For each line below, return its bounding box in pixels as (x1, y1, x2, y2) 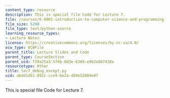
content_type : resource (5, 7, 56, 13)
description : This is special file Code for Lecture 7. (5, 12, 125, 17)
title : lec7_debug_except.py (5, 69, 67, 74)
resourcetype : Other (5, 64, 49, 69)
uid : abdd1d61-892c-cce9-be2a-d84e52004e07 (5, 73, 99, 78)
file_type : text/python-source (5, 26, 71, 31)
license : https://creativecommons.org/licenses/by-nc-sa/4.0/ (5, 40, 139, 45)
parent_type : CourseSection (5, 54, 65, 60)
